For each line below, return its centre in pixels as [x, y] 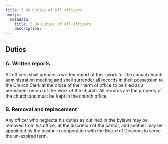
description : [28, 29]
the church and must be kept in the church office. [57, 96]
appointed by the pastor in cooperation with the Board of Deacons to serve [83, 131]
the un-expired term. [27, 136]
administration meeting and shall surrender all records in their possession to [84, 80]
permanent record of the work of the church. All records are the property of [84, 90]
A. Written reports [28, 64]
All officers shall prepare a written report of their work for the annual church [84, 74]
